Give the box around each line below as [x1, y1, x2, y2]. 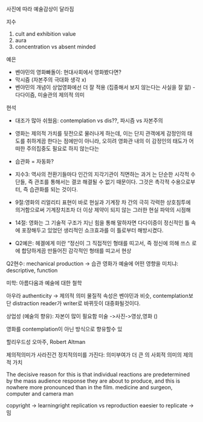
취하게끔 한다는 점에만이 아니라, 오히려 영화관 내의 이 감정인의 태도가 [26, 137, 188, 144]
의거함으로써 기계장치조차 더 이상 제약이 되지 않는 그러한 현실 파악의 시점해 [14, 206, 192, 213]
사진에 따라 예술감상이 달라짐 [6, 5, 74, 12]
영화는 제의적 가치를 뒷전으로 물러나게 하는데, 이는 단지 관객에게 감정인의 [14, 130, 186, 137]
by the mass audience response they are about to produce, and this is [6, 377, 180, 384]
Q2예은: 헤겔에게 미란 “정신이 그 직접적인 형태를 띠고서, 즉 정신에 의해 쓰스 [14, 240, 190, 246]
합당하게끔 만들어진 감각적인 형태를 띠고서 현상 [21, 247, 132, 254]
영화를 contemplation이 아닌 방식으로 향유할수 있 [6, 326, 123, 332]
